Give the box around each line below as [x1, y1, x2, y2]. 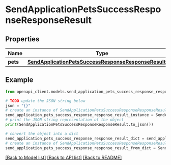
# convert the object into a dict [5, 131, 79, 136]
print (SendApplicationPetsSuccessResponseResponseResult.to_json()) [5, 122, 154, 127]
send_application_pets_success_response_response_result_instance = [5, 113, 154, 118]
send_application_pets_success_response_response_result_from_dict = [5, 145, 156, 151]
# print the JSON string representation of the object [5, 117, 124, 123]
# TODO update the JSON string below [5, 98, 85, 103]
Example [5, 75, 34, 85]
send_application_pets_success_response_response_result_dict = [5, 136, 145, 141]
